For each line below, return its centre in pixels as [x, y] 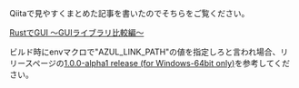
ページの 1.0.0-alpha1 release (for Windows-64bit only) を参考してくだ [161, 63]
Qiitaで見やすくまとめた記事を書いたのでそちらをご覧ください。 [130, 13]
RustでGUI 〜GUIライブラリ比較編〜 [77, 33]
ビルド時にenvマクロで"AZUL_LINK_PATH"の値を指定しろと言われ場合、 [145, 52]
